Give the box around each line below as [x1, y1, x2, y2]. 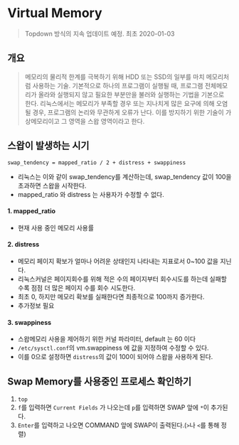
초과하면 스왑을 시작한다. [17, 181, 87, 190]
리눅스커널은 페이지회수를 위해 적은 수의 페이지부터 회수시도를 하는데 [17, 274, 208, 283]
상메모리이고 [24, 117, 60, 125]
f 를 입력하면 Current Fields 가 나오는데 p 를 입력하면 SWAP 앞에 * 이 [17, 403, 210, 412]
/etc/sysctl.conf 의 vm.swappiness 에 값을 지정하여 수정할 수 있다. [17, 343, 209, 353]
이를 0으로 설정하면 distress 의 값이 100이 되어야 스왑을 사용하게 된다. [17, 353, 213, 361]
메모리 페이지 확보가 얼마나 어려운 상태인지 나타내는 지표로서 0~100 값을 [17, 257, 219, 265]
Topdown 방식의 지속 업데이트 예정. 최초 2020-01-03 [24, 29, 175, 38]
